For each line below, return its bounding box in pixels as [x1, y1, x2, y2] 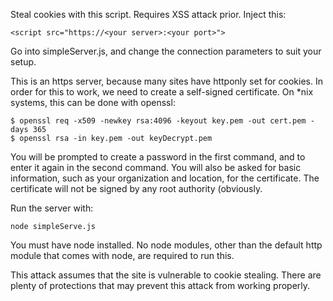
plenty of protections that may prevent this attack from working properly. [10, 280, 311, 291]
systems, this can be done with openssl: [10, 97, 176, 108]
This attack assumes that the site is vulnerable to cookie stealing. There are [10, 269, 322, 281]
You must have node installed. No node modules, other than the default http [10, 239, 323, 251]
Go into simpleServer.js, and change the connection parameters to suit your [10, 45, 322, 57]
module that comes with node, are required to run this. [10, 250, 235, 261]
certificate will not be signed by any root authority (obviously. [10, 183, 263, 194]
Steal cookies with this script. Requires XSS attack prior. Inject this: [10, 9, 287, 20]
